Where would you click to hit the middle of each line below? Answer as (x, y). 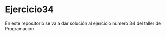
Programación (20, 28)
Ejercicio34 (29, 9)
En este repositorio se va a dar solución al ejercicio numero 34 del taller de (83, 23)
